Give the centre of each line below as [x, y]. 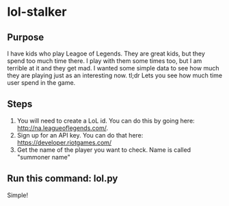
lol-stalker [37, 12]
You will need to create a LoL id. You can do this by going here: [106, 120]
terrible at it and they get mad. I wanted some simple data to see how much [113, 68]
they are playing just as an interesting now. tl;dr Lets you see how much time [115, 75]
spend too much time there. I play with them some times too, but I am [105, 61]
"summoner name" [43, 157]
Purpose [26, 37]
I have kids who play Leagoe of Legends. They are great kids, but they [106, 53]
